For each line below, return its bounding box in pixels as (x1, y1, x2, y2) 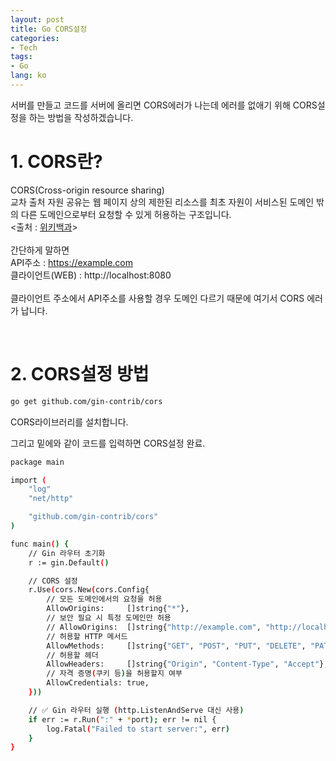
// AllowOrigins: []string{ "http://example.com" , (46, 622, 262, 632)
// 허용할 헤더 (46, 650, 99, 660)
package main (10, 457, 65, 467)
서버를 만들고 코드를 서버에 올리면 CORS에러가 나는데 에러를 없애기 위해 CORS (10, 99, 318, 111)
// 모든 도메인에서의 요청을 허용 (46, 594, 163, 605)
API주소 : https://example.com (10, 256, 133, 268)
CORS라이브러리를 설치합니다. (10, 416, 129, 428)
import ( (10, 475, 47, 485)
